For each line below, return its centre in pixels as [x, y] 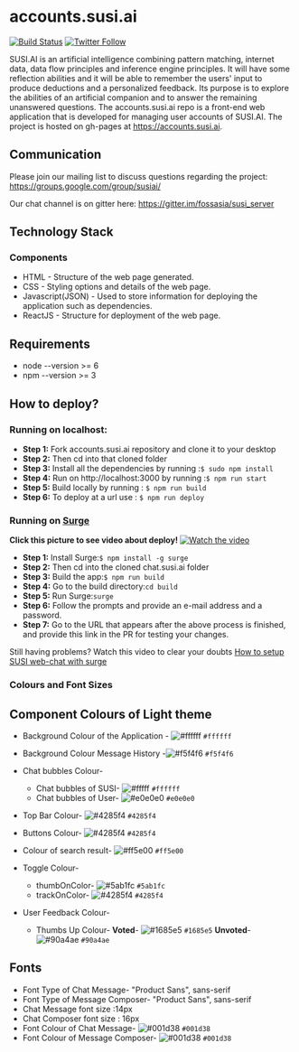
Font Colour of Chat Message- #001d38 [116, 1028]
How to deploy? [54, 404]
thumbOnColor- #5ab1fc [100, 885]
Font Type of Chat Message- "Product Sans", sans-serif [126, 990]
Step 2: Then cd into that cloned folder [95, 459]
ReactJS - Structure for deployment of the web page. [121, 316]
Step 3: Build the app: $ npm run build [93, 577]
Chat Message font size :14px [77, 1009]
